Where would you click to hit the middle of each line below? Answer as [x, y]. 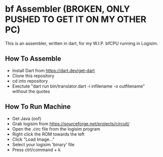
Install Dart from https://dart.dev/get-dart [53, 70]
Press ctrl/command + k [36, 150]
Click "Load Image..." [33, 139]
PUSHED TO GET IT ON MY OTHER [76, 19]
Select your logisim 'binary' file [43, 144]
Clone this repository [33, 76]
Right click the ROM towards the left [48, 134]
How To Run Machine [38, 107]
